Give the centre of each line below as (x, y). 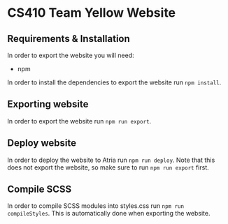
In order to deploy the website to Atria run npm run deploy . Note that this (111, 160)
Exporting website (48, 104)
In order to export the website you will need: (71, 55)
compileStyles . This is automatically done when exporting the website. (109, 214)
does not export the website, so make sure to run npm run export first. (108, 167)
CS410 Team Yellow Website (92, 13)
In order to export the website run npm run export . (79, 121)
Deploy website (42, 143)
